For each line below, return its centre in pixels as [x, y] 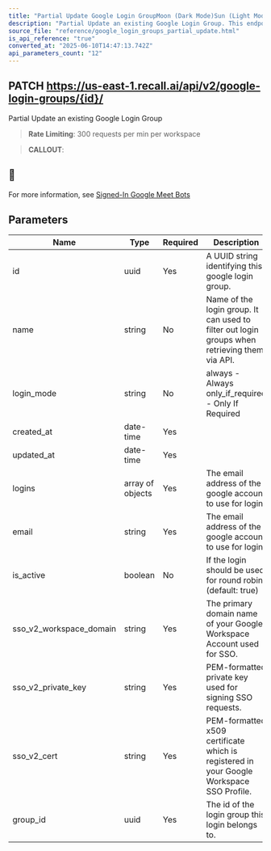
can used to [229, 320]
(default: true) [232, 591]
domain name [232, 613]
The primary [229, 604]
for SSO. [222, 654]
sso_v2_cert [35, 756]
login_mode [35, 394]
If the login [226, 560]
